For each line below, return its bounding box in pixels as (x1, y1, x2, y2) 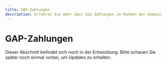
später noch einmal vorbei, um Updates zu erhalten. (5, 55, 112, 61)
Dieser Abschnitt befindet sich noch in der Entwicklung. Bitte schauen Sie (5, 49, 156, 55)
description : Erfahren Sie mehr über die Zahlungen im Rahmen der (5, 12, 146, 17)
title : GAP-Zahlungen (5, 7, 50, 12)
